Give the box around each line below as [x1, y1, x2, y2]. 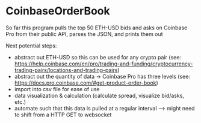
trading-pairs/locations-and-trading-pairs [14, 66, 118, 73]
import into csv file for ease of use [14, 85, 100, 92]
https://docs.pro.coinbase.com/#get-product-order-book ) [14, 79, 159, 86]
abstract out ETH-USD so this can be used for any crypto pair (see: [14, 53, 182, 61]
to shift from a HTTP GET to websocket [14, 111, 112, 118]
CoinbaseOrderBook [5, 4, 111, 18]
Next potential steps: [5, 42, 57, 49]
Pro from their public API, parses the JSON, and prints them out [5, 30, 163, 37]
